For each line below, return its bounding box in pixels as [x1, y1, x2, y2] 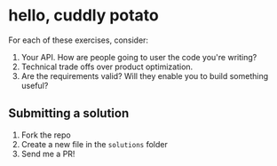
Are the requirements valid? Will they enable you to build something [20, 70, 269, 81]
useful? [20, 80, 49, 91]
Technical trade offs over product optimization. [20, 61, 194, 72]
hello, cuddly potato [8, 5, 159, 26]
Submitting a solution [8, 106, 130, 121]
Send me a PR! [20, 148, 75, 159]
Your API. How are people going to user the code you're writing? [20, 51, 257, 62]
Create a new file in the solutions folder [20, 138, 168, 149]
